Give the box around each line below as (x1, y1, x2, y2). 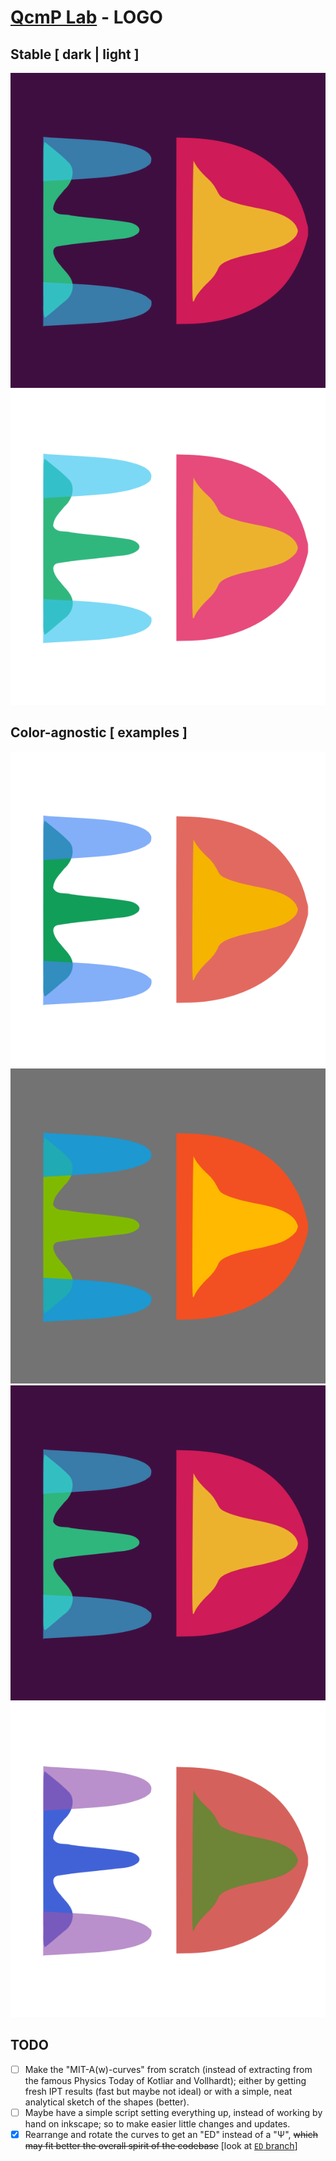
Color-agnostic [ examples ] (10, 724, 188, 741)
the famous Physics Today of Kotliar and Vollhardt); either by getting (24, 2074, 307, 2086)
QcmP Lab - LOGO (10, 6, 163, 29)
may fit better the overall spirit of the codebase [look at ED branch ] (24, 2139, 298, 2151)
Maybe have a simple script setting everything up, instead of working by (24, 2106, 323, 2118)
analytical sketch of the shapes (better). (24, 2096, 190, 2108)
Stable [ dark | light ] (10, 46, 140, 63)
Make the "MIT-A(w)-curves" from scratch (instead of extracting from (24, 2063, 313, 2075)
